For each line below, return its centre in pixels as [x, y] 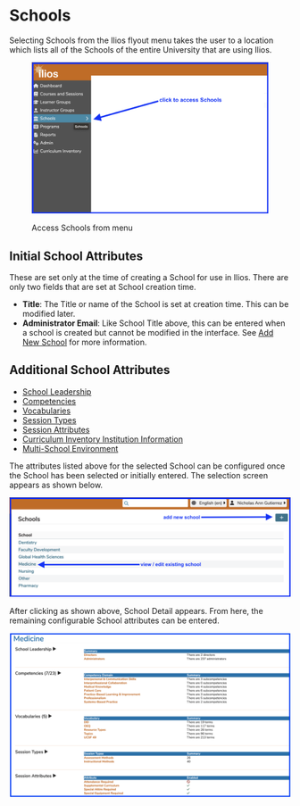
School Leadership [57, 391]
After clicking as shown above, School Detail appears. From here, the [136, 611]
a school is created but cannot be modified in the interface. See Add [148, 332]
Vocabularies [46, 411]
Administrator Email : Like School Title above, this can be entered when [154, 323]
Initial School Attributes [76, 256]
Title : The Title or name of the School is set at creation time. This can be [155, 303]
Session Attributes [56, 429]
